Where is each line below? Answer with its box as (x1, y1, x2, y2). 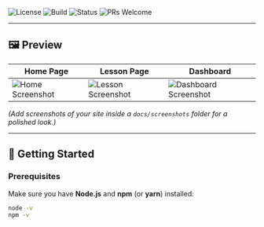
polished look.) (8, 117, 57, 126)
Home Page (24, 65, 69, 76)
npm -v (8, 211, 30, 219)
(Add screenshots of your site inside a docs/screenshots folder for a (8, 108, 228, 118)
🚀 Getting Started (8, 148, 95, 161)
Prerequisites (8, 171, 60, 182)
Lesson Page (99, 65, 149, 76)
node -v (8, 204, 34, 212)
